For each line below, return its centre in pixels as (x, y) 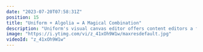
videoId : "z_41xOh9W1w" (36, 39)
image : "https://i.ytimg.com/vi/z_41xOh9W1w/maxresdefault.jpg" (89, 34)
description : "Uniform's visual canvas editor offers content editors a (100, 28)
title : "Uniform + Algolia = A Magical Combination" (74, 23)
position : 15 (23, 17)
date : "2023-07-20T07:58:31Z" (44, 12)
